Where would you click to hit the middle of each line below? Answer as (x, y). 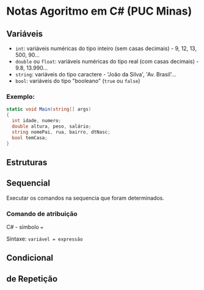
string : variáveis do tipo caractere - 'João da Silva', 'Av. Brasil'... (96, 74)
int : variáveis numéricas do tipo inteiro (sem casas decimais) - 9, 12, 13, (106, 48)
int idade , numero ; (37, 121)
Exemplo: (21, 96)
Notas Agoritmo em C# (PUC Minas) (99, 11)
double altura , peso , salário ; (52, 126)
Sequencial (28, 183)
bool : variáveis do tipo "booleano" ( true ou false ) (78, 81)
